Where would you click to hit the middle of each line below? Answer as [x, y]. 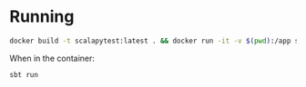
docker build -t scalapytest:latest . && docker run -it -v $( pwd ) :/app [150, 41]
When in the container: [52, 58]
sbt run [24, 74]
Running [42, 17]
